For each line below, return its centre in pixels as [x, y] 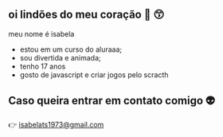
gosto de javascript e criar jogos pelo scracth [94, 74]
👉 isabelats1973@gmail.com [56, 124]
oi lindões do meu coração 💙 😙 [86, 15]
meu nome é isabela [41, 33]
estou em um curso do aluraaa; [71, 49]
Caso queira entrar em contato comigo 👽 [112, 101]
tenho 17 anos [43, 66]
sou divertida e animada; [60, 57]
